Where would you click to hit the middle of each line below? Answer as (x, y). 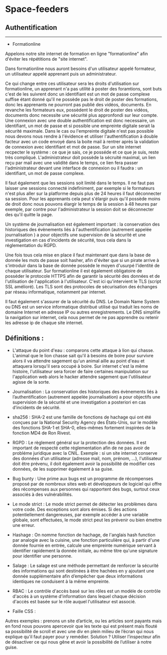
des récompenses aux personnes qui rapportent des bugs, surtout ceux (86, 489)
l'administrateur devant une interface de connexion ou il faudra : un (74, 168)
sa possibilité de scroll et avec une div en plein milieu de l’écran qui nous (80, 631)
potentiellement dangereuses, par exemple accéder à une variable (80, 514)
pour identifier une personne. (42, 556)
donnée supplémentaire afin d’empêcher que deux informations (78, 576)
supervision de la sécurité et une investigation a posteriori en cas (79, 402)
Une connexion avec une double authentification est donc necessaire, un (80, 121)
